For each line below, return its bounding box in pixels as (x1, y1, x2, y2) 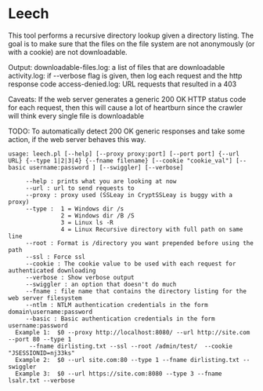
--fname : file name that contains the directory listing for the (25, 287, 247, 295)
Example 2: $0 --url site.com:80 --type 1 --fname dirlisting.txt (15, 356, 240, 364)
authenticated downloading (8, 266, 96, 275)
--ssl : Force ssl (25, 253, 86, 261)
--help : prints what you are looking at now (25, 177, 177, 185)
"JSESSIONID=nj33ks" (8, 349, 76, 357)
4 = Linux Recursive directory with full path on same (60, 225, 243, 233)
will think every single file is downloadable (8, 111, 145, 120)
